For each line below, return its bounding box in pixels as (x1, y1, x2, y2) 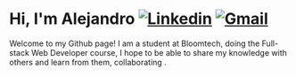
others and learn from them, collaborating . (9, 57, 167, 67)
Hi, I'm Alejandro (9, 9, 136, 29)
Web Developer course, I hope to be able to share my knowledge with (30, 47, 288, 57)
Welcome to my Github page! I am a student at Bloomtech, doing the (9, 38, 260, 49)
